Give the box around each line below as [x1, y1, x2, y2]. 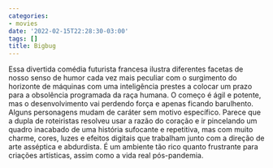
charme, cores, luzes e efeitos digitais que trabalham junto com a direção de [8, 133, 265, 143]
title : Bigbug [8, 42, 57, 50]
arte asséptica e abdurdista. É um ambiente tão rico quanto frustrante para [8, 142, 258, 152]
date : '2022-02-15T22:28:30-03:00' [8, 27, 129, 35]
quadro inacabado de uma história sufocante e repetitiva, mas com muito [8, 125, 253, 135]
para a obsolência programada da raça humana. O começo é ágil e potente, [8, 90, 262, 100]
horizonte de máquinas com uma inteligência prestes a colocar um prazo [8, 82, 253, 92]
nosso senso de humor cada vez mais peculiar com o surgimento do [8, 73, 237, 83]
